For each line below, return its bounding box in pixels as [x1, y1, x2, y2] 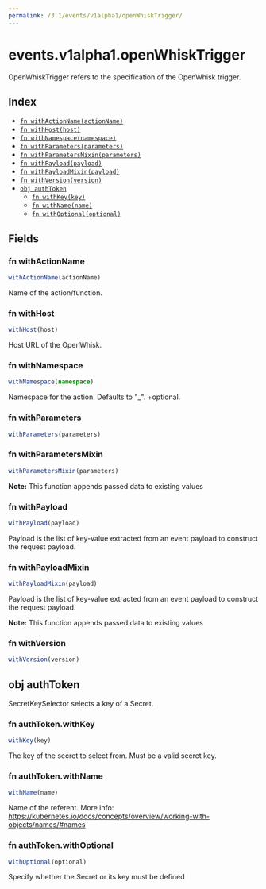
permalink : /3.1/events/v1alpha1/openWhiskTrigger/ [8, 11, 183, 20]
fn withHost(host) [19, 126, 81, 134]
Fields [8, 232, 40, 245]
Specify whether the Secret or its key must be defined [8, 872, 185, 882]
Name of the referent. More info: [8, 803, 114, 813]
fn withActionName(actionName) [19, 117, 124, 125]
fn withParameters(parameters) [19, 143, 124, 151]
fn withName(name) [31, 202, 93, 210]
